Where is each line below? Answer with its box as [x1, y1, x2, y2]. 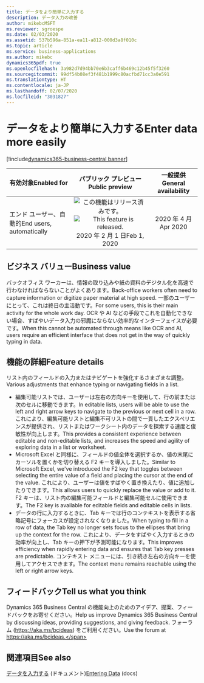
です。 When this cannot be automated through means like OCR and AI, [6, 324, 183, 331]
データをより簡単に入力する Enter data [6, 122, 198, 136]
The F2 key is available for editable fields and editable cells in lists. [25, 502, 192, 509]
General [161, 179, 185, 187]
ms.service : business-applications [6, 49, 97, 55]
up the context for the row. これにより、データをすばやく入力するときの [15, 531, 195, 538]
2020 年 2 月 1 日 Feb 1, [76, 231, 144, 240]
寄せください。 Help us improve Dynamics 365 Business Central [38, 611, 197, 619]
